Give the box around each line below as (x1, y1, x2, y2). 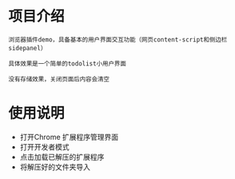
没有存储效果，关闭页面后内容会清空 (8, 75, 110, 83)
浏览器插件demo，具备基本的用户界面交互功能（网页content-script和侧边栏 (8, 35, 228, 44)
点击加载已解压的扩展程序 (19, 152, 105, 161)
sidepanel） (8, 44, 47, 52)
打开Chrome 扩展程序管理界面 (19, 132, 119, 141)
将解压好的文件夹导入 (19, 161, 90, 172)
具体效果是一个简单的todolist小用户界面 (8, 59, 126, 68)
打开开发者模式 (19, 141, 70, 152)
